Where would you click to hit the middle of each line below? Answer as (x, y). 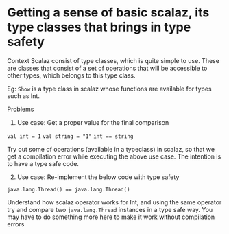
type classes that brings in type (99, 27)
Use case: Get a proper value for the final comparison (93, 122)
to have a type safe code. (43, 163)
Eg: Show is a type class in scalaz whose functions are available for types (109, 89)
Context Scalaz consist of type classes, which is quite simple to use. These (113, 60)
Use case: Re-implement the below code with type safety (98, 177)
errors (16, 224)
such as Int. (23, 96)
